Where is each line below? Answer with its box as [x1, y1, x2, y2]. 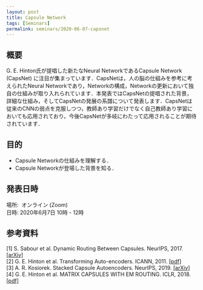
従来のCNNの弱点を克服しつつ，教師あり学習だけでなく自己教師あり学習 [6, 105, 188, 112]
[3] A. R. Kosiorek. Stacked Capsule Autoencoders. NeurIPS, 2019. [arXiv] [6, 264, 190, 271]
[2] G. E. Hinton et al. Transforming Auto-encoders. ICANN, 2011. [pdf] [6, 257, 182, 265]
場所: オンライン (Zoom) [6, 201, 68, 208]
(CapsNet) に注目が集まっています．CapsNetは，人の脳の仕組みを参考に [6, 75, 188, 82]
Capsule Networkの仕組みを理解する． [15, 157, 112, 164]
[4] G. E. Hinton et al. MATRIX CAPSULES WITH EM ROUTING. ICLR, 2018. [6, 271, 191, 278]
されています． [6, 120, 44, 127]
